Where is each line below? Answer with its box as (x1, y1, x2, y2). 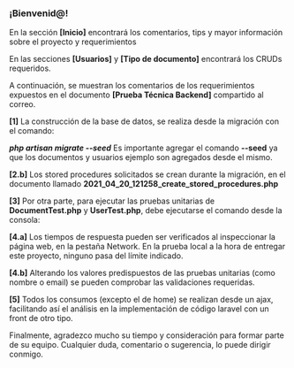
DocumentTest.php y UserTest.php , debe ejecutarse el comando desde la (9, 205, 283, 216)
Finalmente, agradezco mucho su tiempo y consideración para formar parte (9, 330, 284, 341)
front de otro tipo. (9, 313, 73, 324)
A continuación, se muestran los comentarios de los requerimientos (9, 80, 255, 91)
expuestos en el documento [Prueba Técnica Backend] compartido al (9, 89, 264, 100)
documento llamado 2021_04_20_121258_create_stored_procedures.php (9, 179, 279, 189)
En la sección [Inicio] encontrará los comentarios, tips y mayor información (9, 27, 283, 38)
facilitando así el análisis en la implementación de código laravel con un (9, 303, 269, 314)
